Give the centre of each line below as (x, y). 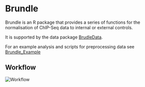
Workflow (21, 67)
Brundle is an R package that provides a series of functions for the (73, 22)
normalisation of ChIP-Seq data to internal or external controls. (69, 27)
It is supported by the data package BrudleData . (54, 37)
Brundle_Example (23, 52)
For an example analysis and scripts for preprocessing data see (70, 46)
